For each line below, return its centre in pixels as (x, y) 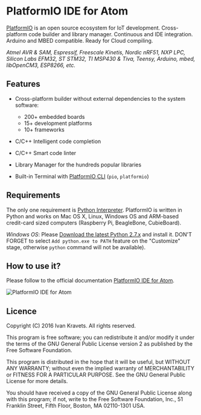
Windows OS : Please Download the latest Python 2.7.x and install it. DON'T (99, 234)
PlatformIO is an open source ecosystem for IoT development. (83, 28)
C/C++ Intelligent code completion (58, 141)
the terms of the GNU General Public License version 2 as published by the (100, 344)
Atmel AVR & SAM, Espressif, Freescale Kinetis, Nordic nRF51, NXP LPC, (96, 52)
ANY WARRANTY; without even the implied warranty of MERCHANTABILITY (101, 369)
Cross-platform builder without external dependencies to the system (100, 98)
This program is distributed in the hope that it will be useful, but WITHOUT (98, 362)
